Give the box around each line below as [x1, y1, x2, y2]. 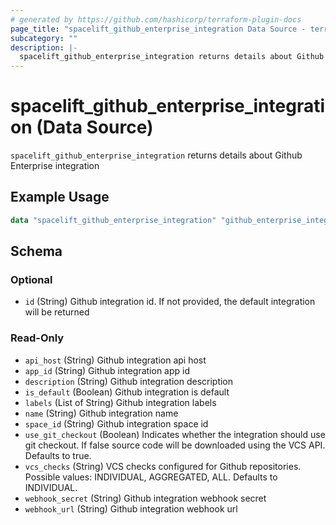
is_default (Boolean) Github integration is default [24, 386, 230, 398]
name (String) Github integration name [24, 407, 179, 419]
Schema [10, 243, 63, 260]
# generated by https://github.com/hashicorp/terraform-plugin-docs [10, 14, 302, 25]
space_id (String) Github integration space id [24, 417, 209, 430]
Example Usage [10, 189, 110, 206]
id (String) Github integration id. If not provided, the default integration [24, 296, 316, 308]
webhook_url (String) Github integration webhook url [24, 502, 238, 515]
